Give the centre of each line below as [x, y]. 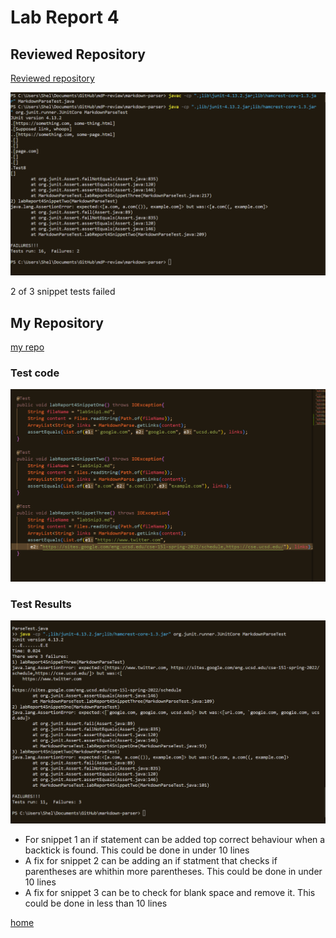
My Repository [57, 322]
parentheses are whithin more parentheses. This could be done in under [173, 871]
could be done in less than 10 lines [96, 903]
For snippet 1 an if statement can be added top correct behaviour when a [175, 839]
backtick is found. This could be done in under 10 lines [137, 850]
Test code [35, 373]
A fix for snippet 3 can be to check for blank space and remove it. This [170, 892]
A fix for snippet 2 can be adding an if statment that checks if [151, 860]
